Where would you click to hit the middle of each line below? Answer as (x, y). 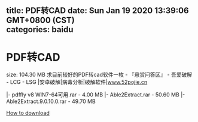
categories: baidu (40, 29)
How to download (28, 113)
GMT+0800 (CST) (40, 21)
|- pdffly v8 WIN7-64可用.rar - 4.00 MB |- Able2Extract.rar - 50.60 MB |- (96, 95)
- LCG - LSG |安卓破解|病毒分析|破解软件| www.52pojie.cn (77, 82)
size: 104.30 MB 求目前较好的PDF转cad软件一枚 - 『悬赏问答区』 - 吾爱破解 (99, 75)
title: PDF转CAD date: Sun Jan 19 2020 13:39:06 (98, 11)
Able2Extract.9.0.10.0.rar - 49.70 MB (51, 101)
